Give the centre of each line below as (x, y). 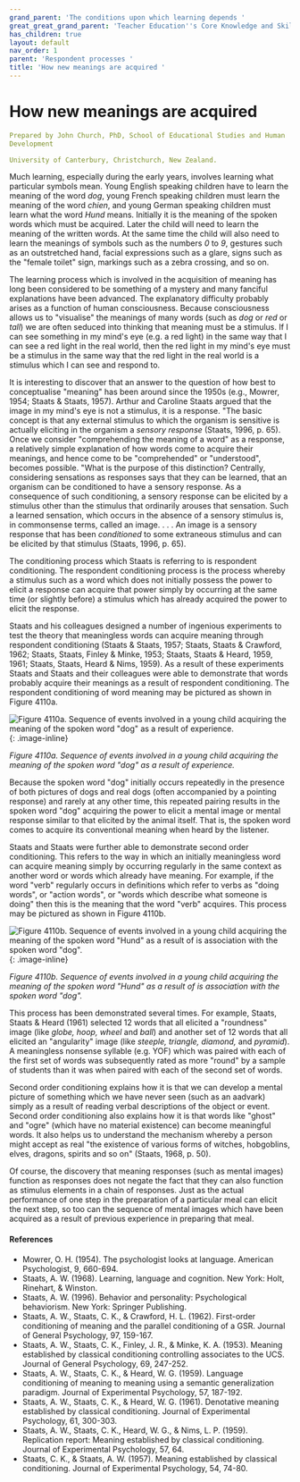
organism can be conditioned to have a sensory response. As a (125, 487)
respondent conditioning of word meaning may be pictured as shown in (141, 693)
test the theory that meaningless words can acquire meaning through (136, 636)
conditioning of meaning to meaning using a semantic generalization (148, 1383)
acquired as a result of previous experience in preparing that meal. (132, 1219)
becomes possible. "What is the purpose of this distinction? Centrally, (137, 468)
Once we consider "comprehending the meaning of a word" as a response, (147, 440)
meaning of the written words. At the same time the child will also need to (144, 234)
